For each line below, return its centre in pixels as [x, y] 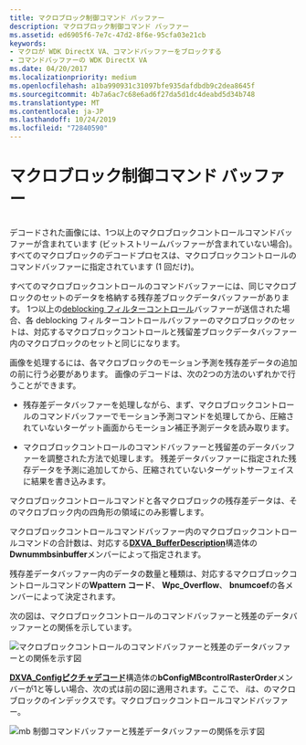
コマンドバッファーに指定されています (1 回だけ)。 [104, 267]
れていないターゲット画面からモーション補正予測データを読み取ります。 [158, 427]
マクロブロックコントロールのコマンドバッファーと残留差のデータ [147, 446]
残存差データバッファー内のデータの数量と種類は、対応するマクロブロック [149, 573]
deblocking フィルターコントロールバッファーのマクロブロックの [158, 320]
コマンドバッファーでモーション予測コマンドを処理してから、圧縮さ [167, 415]
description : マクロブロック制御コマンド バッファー [100, 26]
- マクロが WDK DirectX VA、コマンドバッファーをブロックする [116, 52]
